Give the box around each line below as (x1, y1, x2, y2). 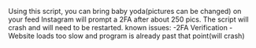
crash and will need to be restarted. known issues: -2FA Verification (8, 23, 228, 32)
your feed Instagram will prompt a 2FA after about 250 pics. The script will (8, 15, 250, 24)
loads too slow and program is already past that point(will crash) (36, 31, 245, 40)
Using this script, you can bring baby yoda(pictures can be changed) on (8, 7, 242, 15)
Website (8, 31, 35, 40)
